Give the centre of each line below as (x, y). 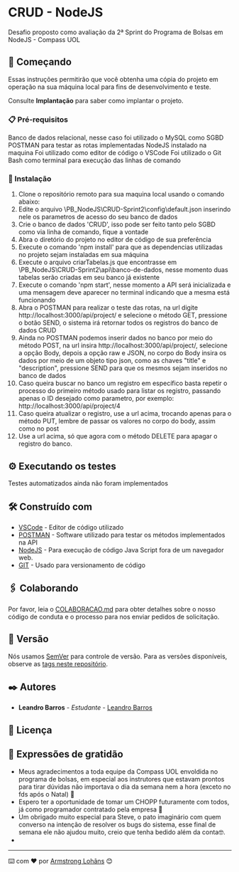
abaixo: (29, 202)
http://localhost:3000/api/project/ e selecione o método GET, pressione (123, 315)
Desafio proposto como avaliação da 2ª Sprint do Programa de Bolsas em (116, 32)
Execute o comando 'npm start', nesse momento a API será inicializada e (124, 285)
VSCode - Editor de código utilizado (71, 527)
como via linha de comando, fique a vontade (83, 232)
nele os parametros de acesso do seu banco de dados (98, 217)
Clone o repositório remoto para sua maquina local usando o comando (121, 194)
